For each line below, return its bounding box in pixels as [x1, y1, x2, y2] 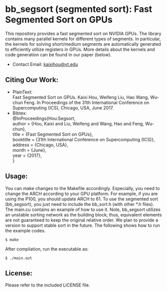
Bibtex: [12, 110, 27, 116]
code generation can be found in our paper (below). [5, 51, 112, 58]
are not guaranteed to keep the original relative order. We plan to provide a [5, 217, 159, 223]
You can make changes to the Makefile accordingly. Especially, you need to [5, 185, 160, 191]
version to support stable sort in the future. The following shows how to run [5, 222, 161, 228]
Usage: [5, 172, 28, 181]
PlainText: [12, 89, 33, 95]
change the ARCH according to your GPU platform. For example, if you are [5, 191, 158, 196]
